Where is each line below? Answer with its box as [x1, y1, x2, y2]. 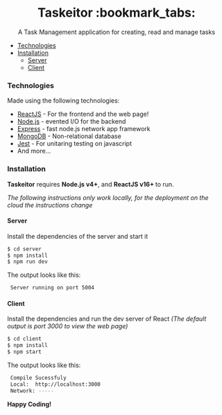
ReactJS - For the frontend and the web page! [17, 110, 149, 119]
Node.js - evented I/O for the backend [17, 117, 126, 126]
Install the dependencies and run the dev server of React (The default [7, 314, 207, 323]
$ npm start [7, 348, 42, 355]
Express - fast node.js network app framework [17, 125, 151, 133]
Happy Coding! [7, 400, 52, 408]
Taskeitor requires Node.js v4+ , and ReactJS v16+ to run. [7, 180, 175, 188]
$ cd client [7, 335, 42, 343]
